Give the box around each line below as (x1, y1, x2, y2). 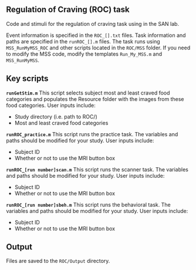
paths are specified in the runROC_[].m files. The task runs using (6, 38, 160, 45)
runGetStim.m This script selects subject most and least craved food (6, 89, 170, 96)
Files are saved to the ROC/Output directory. (6, 258, 110, 265)
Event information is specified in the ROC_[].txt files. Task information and (6, 32, 186, 39)
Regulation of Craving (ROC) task (6, 5, 130, 15)
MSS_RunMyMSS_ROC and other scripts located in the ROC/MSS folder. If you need (6, 44, 191, 51)
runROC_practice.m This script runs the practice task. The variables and (6, 130, 178, 137)
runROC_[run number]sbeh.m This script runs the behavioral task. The (6, 201, 171, 208)
